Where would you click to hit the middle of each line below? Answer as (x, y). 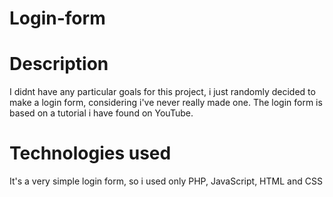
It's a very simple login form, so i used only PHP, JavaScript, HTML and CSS (166, 181)
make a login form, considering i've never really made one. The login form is (166, 103)
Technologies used (90, 153)
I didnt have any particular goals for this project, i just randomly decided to (162, 92)
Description (59, 64)
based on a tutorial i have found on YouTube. (101, 113)
